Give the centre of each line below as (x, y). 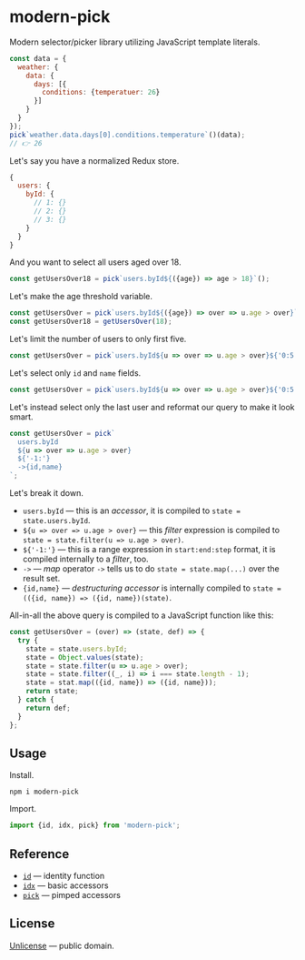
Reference (39, 854)
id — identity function (64, 876)
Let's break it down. (46, 493)
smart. (21, 417)
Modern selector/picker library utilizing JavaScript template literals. (135, 42)
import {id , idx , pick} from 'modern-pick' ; (95, 825)
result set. (41, 579)
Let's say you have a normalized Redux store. (94, 160)
